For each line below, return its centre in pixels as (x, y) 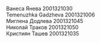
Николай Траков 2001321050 (42, 27)
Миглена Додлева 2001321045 (45, 21)
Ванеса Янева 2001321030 (39, 9)
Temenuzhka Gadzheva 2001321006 (51, 15)
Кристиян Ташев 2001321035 (43, 34)
